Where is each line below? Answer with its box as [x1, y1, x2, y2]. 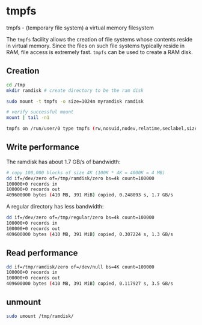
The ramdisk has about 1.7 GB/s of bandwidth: [6, 158, 121, 165]
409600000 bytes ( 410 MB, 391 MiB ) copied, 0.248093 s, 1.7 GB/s [6, 192, 173, 198]
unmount [6, 297, 41, 308]
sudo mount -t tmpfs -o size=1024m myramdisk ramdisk [6, 98, 144, 105]
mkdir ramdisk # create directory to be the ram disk [6, 87, 144, 94]
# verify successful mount [6, 109, 74, 115]
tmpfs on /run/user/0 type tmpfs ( [6, 126, 96, 132]
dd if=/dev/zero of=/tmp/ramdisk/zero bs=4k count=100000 [6, 175, 155, 181]
